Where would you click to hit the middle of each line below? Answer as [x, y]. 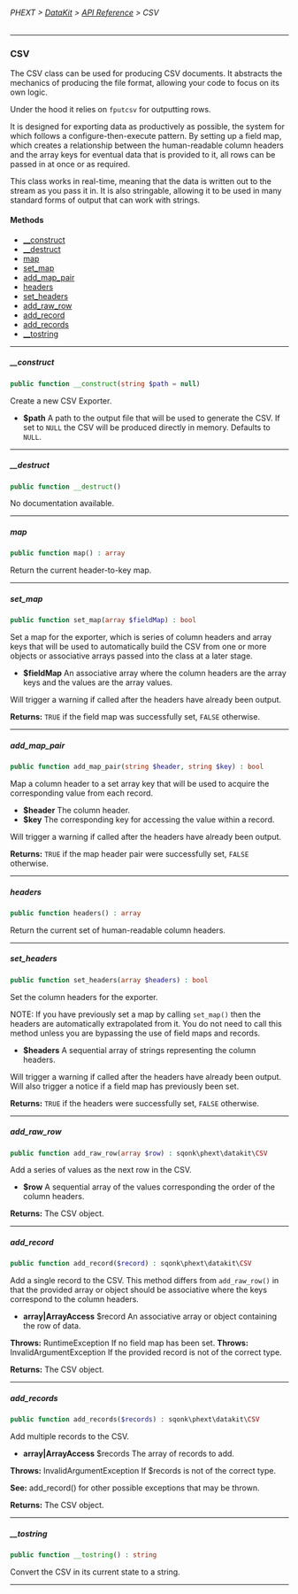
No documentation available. [62, 504]
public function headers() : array [76, 913]
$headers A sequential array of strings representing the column [139, 1050]
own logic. [29, 92]
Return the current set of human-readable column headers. [118, 930]
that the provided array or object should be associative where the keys [139, 1290]
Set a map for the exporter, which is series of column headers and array [141, 637]
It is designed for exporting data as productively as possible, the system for [148, 126]
